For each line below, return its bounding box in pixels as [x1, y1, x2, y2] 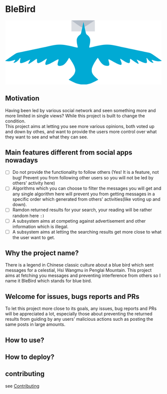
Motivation [5, 94, 40, 103]
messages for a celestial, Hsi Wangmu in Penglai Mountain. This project [5, 267, 152, 273]
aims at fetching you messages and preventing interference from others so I [5, 272, 161, 278]
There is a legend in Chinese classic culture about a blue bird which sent [5, 262, 154, 268]
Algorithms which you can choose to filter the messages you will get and [12, 185, 162, 191]
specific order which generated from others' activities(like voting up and [12, 196, 161, 202]
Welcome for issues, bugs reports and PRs [5, 292, 140, 301]
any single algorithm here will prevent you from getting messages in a [12, 191, 155, 197]
